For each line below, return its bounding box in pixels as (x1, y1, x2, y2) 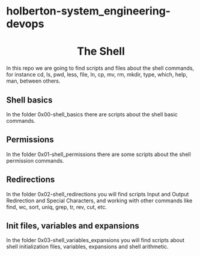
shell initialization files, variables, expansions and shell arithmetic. (6, 243, 169, 251)
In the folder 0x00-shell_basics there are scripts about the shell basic (6, 110, 178, 118)
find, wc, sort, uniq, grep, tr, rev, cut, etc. (6, 203, 107, 210)
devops (6, 17, 44, 31)
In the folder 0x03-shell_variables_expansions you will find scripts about (6, 237, 185, 244)
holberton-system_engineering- (6, 4, 171, 18)
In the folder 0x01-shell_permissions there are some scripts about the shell (6, 151, 191, 158)
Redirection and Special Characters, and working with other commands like (6, 197, 193, 204)
